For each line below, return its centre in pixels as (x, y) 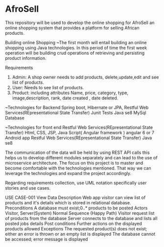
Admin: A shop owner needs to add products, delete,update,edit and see (85, 77)
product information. (26, 58)
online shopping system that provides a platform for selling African (72, 27)
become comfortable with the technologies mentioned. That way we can (78, 168)
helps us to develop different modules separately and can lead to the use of (81, 157)
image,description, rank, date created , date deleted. (65, 98)
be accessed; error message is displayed (47, 239)
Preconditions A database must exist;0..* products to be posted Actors (76, 208)
